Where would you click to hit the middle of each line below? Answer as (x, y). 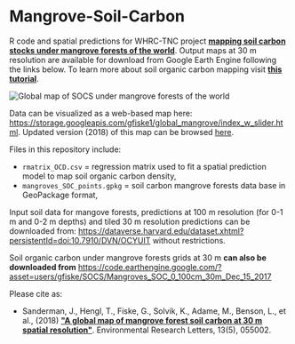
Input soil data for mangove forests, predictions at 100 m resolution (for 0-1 (146, 212)
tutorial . (24, 78)
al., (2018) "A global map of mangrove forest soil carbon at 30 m (142, 320)
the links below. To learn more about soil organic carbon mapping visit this (146, 69)
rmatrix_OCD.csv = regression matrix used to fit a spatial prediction (144, 166)
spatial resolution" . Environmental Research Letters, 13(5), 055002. (147, 330)
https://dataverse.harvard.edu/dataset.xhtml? (161, 231)
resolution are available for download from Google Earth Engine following (143, 60)
